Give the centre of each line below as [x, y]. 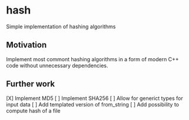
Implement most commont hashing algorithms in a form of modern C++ [93, 59]
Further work [31, 84]
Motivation [26, 45]
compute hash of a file [33, 111]
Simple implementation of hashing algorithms [61, 26]
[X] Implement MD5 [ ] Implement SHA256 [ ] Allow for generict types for [95, 98]
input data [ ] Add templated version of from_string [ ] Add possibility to [93, 104]
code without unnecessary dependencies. [57, 65]
